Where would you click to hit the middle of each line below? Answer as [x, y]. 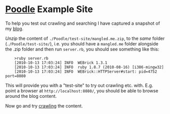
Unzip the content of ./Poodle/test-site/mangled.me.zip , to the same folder [85, 38]
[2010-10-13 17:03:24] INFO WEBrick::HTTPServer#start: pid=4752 [86, 72]
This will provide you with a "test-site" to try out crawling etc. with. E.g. [79, 85]
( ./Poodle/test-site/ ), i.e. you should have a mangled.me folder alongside [82, 43]
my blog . [14, 28]
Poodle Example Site [49, 9]
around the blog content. [31, 96]
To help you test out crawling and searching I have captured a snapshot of [83, 23]
